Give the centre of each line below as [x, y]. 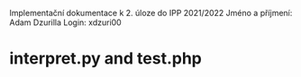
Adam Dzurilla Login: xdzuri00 [65, 22]
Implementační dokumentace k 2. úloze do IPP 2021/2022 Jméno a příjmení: [151, 13]
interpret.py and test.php [106, 59]
